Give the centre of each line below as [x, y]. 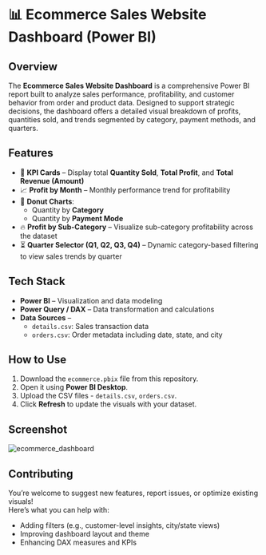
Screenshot [38, 429]
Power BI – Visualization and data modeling [91, 300]
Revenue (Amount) [52, 180]
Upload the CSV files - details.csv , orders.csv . [98, 396]
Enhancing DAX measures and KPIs [78, 542]
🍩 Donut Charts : [47, 201]
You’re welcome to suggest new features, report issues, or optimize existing [133, 493]
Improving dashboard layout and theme [85, 534]
